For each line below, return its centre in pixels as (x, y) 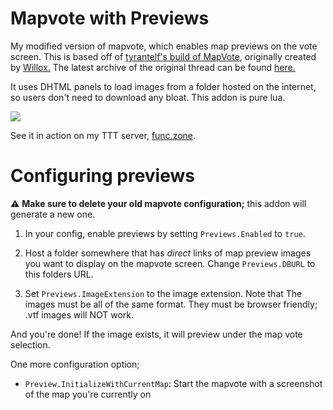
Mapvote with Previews (110, 18)
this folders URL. (59, 274)
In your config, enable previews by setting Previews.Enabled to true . (165, 233)
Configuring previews (102, 176)
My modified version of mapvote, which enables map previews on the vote (164, 46)
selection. (30, 344)
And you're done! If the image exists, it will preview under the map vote (156, 334)
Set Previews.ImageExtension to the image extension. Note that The (163, 293)
